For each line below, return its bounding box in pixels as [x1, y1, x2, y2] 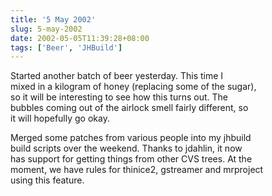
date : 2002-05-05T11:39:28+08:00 [10, 33, 150, 43]
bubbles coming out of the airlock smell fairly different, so [10, 102, 249, 114]
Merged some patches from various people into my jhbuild [10, 132, 252, 144]
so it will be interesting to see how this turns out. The [10, 91, 228, 103]
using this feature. [10, 174, 85, 186]
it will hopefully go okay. [10, 112, 110, 125]
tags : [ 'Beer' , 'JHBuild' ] [10, 42, 123, 53]
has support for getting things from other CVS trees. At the [10, 153, 253, 165]
